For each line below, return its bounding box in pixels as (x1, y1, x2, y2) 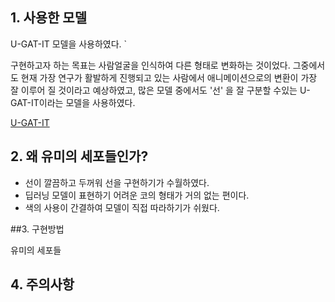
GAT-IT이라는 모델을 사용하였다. (10, 96, 136, 108)
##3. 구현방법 (10, 223, 65, 235)
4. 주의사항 (10, 276, 75, 293)
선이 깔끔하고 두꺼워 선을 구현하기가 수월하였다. (24, 176, 210, 188)
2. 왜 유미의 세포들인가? (10, 148, 149, 165)
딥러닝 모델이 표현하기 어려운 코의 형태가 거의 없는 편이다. (24, 189, 250, 201)
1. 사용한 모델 (10, 9, 87, 27)
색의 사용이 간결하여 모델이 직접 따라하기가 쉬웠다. (24, 201, 220, 213)
